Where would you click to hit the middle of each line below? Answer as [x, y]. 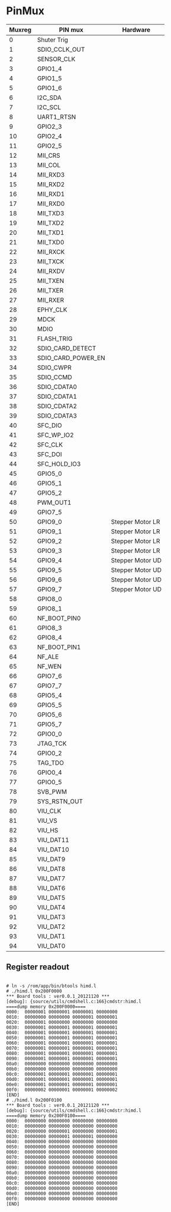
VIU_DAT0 [51, 946]
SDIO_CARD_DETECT [67, 348]
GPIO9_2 [49, 541]
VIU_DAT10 [53, 850]
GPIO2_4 [49, 136]
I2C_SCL [49, 107]
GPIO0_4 [49, 772]
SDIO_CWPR [54, 367]
